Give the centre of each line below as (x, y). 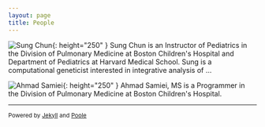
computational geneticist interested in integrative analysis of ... (110, 70)
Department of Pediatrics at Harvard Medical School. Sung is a (110, 62)
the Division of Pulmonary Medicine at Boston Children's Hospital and (121, 53)
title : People (32, 23)
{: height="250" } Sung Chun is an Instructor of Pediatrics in (150, 45)
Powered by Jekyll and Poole (47, 115)
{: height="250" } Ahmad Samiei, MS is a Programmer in (154, 85)
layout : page (30, 15)
